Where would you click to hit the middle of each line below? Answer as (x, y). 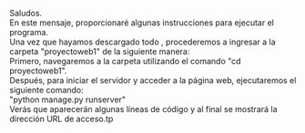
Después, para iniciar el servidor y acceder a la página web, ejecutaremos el (153, 80)
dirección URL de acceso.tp (61, 119)
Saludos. (26, 13)
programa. (29, 32)
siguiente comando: (46, 90)
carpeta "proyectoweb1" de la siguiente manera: (100, 52)
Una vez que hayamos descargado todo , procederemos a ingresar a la (142, 42)
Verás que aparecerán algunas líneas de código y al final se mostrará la (143, 109)
